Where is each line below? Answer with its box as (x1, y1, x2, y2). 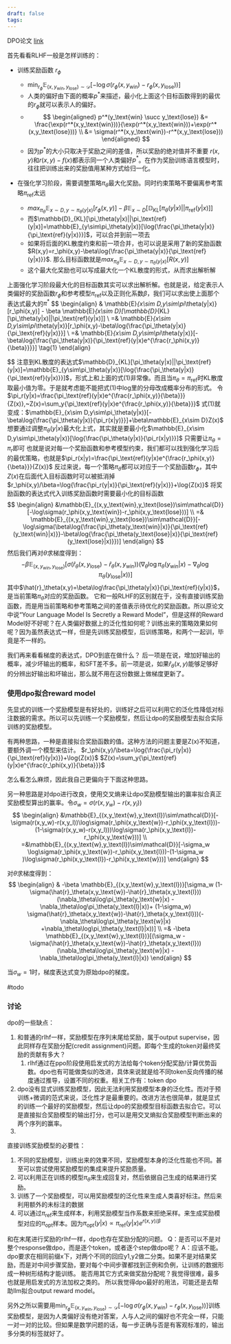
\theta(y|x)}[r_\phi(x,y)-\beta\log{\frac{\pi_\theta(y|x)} (35, 322, 187, 330)
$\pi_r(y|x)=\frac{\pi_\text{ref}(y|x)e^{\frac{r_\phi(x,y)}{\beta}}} (7, 391, 186, 400)
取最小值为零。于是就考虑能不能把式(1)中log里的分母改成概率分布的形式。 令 (7, 384, 223, 392)
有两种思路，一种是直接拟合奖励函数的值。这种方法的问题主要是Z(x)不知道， (7, 738, 223, 746)
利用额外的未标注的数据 (16, 1200, 84, 1208)
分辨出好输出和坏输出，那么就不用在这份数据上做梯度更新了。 (12, 669, 188, 678)
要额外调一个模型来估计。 (7, 746, 80, 754)
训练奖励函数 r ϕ (16, 66, 62, 76)
